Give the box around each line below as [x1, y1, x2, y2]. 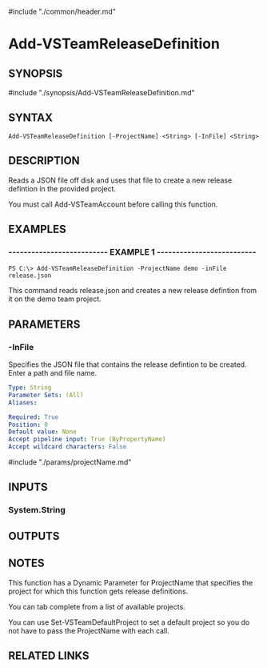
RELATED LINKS [8, 649, 90, 662]
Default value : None [8, 428, 78, 436]
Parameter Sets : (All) [8, 391, 84, 399]
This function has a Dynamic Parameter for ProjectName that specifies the [8, 577, 253, 587]
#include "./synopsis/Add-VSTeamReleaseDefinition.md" [8, 88, 195, 97]
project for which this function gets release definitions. [8, 586, 189, 596]
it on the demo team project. [8, 294, 102, 304]
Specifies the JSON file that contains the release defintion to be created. [8, 360, 247, 369]
